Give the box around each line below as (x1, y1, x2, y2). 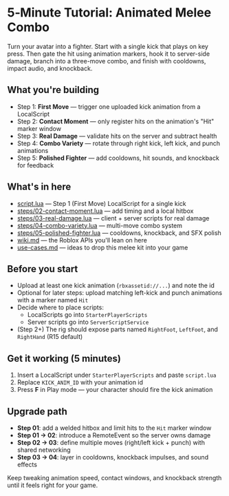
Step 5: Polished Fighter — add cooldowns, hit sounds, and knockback (17, 154, 220, 162)
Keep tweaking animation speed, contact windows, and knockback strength (7, 474, 222, 482)
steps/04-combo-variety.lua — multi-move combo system (17, 221, 183, 229)
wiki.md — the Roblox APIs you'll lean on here (17, 236, 148, 244)
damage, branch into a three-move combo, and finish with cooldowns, (7, 56, 206, 65)
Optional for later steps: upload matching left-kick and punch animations (17, 289, 222, 297)
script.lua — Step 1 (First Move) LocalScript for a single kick (17, 199, 187, 207)
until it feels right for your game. (7, 481, 98, 489)
